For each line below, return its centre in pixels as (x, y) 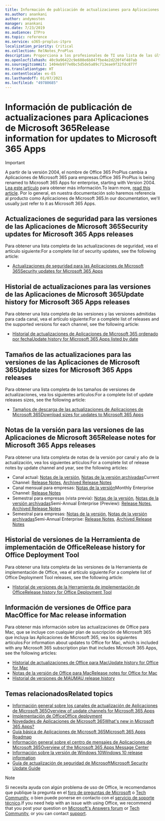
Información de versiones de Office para (68, 608)
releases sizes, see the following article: (45, 400)
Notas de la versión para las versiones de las (75, 430)
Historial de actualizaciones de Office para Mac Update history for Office (85, 663)
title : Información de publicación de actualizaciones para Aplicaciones (82, 10)
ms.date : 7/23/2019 (25, 28)
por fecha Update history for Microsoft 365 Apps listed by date (75, 339)
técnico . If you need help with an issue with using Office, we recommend (78, 803)
